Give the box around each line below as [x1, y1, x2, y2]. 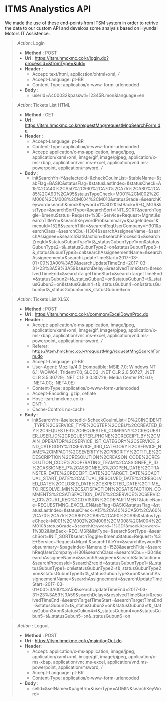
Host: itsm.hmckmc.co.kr [32, 395, 83, 402]
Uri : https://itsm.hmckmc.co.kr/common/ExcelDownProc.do [24, 311, 149, 317]
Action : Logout [17, 622, 49, 629]
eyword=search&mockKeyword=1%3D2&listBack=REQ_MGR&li [32, 201, 162, 207]
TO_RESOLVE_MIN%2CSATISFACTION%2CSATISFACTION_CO [32, 486, 161, 492]
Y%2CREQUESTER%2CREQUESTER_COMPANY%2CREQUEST [32, 427, 162, 433]
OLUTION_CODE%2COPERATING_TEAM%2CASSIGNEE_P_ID [32, 459, 158, 465]
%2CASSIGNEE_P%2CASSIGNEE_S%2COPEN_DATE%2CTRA [32, 465, 160, 471]
